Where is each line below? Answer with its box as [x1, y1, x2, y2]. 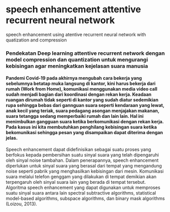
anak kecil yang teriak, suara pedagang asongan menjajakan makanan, [6, 108, 160, 114]
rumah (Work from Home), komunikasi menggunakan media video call [6, 86, 158, 92]
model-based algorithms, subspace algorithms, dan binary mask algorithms [6, 196, 165, 202]
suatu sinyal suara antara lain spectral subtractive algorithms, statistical [6, 190, 156, 196]
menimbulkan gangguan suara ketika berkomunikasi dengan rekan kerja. [6, 119, 164, 125]
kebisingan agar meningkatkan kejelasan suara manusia [6, 62, 149, 70]
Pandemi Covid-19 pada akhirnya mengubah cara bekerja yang [6, 75, 142, 81]
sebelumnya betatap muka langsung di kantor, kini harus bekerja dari [6, 80, 156, 87]
